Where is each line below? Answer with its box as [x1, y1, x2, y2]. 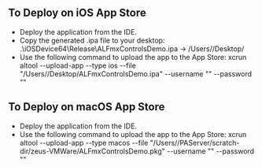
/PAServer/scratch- [176, 138, 240, 147]
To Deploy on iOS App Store [8, 6, 147, 20]
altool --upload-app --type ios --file [19, 61, 136, 70]
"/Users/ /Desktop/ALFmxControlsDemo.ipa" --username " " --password [19, 69, 253, 78]
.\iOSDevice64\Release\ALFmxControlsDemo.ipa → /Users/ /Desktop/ [19, 43, 245, 54]
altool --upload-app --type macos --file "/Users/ [19, 138, 178, 147]
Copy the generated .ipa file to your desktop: [19, 35, 165, 45]
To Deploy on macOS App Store [8, 100, 165, 113]
